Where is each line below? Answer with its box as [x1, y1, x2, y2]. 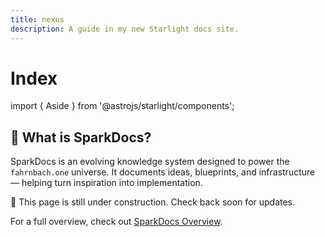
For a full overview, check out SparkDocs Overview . [10, 216, 223, 228]
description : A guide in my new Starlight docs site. [10, 24, 240, 34]
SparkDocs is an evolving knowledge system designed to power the [10, 156, 290, 168]
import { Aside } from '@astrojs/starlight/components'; [10, 100, 235, 112]
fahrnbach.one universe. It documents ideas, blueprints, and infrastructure [10, 166, 316, 178]
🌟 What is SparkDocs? [10, 129, 152, 146]
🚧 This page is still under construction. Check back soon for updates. [10, 196, 296, 208]
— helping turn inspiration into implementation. [10, 177, 203, 189]
